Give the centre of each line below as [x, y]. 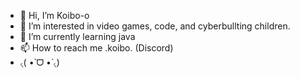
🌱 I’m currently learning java [77, 36]
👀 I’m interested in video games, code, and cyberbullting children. [155, 26]
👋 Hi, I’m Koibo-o [54, 15]
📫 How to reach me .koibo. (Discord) [96, 48]
